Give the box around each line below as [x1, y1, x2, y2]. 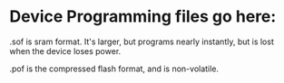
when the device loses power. [9, 45, 122, 56]
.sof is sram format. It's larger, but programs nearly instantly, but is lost [9, 36, 274, 47]
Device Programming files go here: [9, 6, 277, 27]
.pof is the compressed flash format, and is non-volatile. [9, 63, 220, 74]
